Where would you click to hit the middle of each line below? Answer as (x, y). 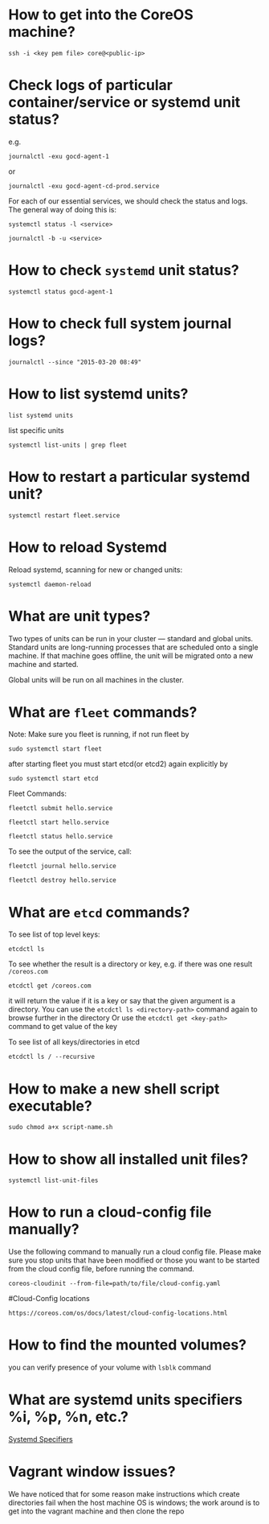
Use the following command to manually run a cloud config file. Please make (135, 1252)
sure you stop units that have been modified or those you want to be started (134, 1260)
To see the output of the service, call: (70, 851)
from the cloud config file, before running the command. (102, 1269)
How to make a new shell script (114, 1089)
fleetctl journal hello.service (62, 867)
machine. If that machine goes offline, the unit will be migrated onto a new (131, 655)
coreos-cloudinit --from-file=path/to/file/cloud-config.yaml (114, 1284)
